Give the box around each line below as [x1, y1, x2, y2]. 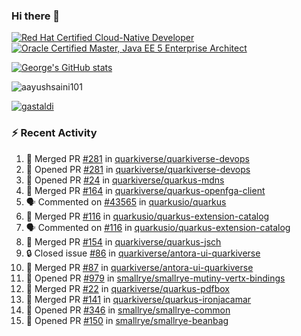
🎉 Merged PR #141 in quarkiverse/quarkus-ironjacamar [25, 293, 252, 305]
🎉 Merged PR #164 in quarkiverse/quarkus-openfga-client [25, 184, 266, 196]
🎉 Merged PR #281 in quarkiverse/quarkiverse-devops [25, 152, 250, 164]
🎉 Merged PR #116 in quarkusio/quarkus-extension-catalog [25, 210, 270, 222]
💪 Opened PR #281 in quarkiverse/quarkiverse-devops [25, 163, 251, 175]
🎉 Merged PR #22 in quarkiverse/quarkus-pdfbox [25, 282, 230, 294]
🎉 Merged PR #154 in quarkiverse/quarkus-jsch [25, 235, 222, 248]
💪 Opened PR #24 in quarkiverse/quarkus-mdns [25, 174, 225, 186]
